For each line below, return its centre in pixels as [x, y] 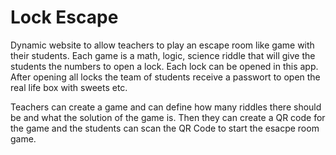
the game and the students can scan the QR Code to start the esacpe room [165, 128]
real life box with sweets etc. [69, 87]
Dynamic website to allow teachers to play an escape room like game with [162, 45]
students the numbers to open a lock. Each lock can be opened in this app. [164, 66]
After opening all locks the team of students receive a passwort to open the [165, 77]
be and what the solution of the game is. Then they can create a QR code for [168, 117]
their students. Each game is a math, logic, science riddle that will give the [163, 55]
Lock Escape [64, 17]
